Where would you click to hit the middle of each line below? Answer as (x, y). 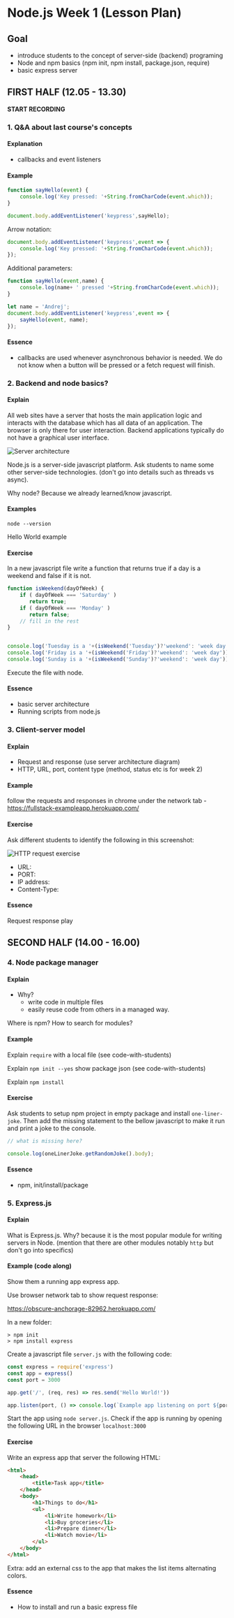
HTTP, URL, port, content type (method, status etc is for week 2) (110, 770)
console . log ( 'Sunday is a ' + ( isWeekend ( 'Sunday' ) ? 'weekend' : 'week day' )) (118, 659)
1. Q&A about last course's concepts (70, 127)
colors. (17, 1575)
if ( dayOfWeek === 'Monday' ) (65, 608)
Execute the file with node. (45, 672)
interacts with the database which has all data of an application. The (105, 422)
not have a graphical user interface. (58, 438)
